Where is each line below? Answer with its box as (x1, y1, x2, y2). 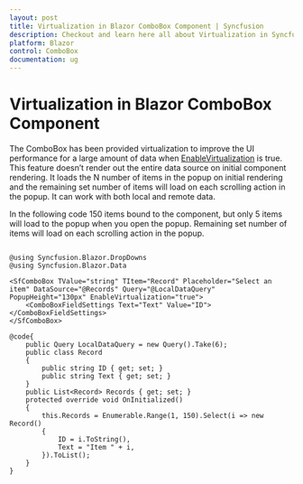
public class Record (25, 348, 103, 357)
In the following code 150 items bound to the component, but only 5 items (9, 209, 282, 219)
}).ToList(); (41, 451, 91, 460)
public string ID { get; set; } (41, 363, 164, 373)
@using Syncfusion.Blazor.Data (9, 261, 127, 270)
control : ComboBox (9, 47, 78, 56)
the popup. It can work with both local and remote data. (9, 191, 216, 201)
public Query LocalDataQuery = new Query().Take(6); (25, 340, 228, 349)
